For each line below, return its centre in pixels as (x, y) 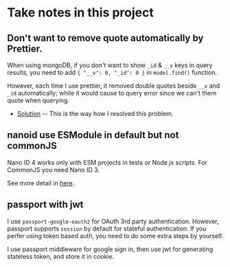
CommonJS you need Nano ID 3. (54, 170)
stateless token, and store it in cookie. (61, 256)
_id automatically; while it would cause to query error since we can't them (112, 93)
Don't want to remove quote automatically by (105, 38)
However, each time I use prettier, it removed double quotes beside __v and (114, 86)
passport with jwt (45, 205)
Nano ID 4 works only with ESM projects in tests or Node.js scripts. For (107, 162)
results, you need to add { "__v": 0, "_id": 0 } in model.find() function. (112, 72)
